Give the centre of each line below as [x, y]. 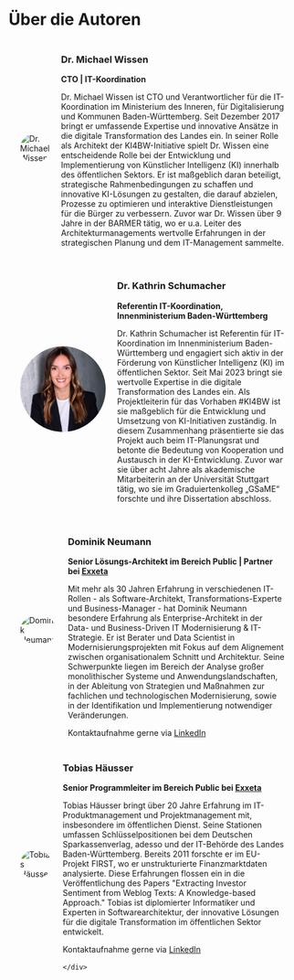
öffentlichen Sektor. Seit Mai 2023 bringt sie [200, 372]
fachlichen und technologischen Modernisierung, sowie [172, 696]
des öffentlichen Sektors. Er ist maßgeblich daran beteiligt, [171, 175]
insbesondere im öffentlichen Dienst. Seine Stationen [162, 825]
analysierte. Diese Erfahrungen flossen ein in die [154, 874]
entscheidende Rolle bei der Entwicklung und [146, 155]
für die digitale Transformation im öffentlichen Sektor [162, 922]
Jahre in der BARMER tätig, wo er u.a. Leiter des [151, 223]
